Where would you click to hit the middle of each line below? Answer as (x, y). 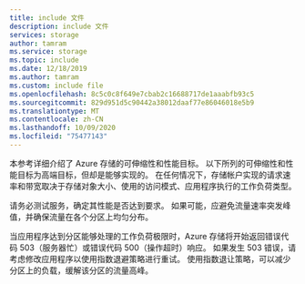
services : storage (44, 35)
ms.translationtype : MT (55, 111)
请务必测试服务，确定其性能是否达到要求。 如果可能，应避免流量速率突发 (146, 205)
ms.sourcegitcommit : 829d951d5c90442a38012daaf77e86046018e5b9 (132, 102)
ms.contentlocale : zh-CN (56, 119)
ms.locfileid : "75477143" (58, 137)
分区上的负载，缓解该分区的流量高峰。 (81, 270)
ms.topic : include (44, 60)
